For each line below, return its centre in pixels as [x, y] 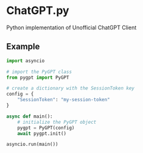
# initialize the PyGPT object [57, 122]
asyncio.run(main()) [33, 144]
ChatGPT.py [38, 11]
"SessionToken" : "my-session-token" [64, 100]
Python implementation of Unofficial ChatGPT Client [71, 27]
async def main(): [30, 116]
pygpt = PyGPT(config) [46, 128]
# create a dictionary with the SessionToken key [71, 88]
